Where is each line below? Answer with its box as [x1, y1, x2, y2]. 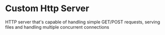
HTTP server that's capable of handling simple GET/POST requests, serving [5, 19, 161, 25]
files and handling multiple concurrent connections [5, 24, 109, 30]
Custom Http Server [5, 3, 89, 14]
